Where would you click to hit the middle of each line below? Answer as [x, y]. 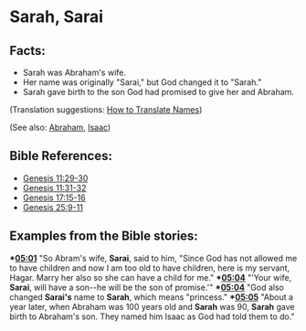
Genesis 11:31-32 [54, 187]
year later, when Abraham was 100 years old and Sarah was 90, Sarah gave [152, 306]
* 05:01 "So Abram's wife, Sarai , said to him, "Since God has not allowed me [153, 258]
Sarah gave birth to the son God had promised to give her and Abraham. [158, 92]
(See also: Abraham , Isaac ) [60, 127]
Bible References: [61, 156]
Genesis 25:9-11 [53, 207]
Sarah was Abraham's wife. [74, 72]
